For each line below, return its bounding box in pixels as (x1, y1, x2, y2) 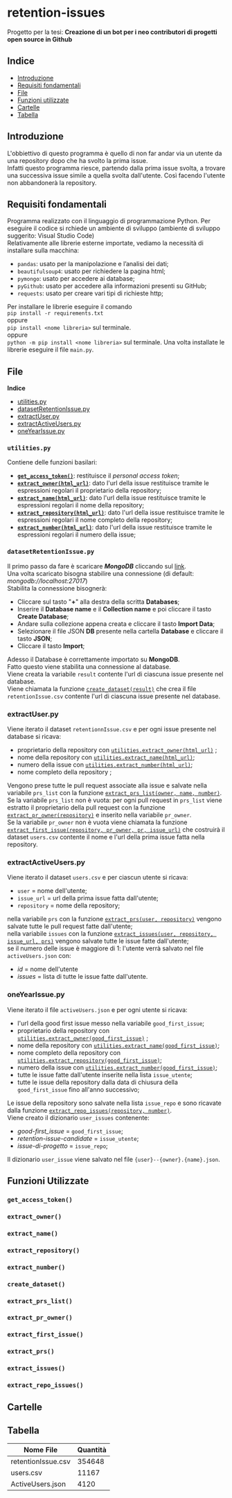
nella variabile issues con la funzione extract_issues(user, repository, (7, 930, 214, 938)
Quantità (77, 1445, 107, 1455)
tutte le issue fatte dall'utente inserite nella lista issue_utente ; (17, 1070, 193, 1079)
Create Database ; (17, 612, 69, 620)
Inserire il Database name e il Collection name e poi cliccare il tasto (17, 604, 212, 613)
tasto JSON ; (17, 634, 53, 643)
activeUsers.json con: (7, 952, 71, 960)
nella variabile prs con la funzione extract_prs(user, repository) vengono (7, 915, 222, 923)
